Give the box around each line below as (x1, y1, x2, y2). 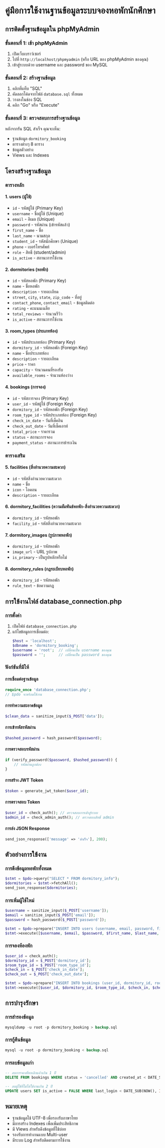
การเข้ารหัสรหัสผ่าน (5, 725, 36, 730)
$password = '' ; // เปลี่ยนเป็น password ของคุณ (12, 652, 111, 657)
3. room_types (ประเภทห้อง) (5, 328, 58, 334)
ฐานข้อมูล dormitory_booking (12, 136, 66, 142)
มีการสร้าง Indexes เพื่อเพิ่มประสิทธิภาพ (12, 1120, 79, 1126)
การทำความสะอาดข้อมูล (5, 702, 43, 708)
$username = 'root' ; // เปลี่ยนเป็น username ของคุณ (12, 647, 111, 653)
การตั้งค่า (5, 612, 22, 619)
